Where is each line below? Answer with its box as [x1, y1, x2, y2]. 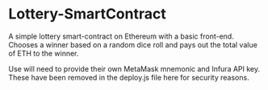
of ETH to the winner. [8, 48, 79, 58]
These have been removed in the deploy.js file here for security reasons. [8, 72, 249, 82]
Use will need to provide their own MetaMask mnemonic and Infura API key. [8, 63, 261, 73]
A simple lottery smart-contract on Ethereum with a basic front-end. [8, 31, 234, 41]
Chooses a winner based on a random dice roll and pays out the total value [8, 39, 258, 49]
